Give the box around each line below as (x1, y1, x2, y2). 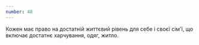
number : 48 (5, 8, 33, 15)
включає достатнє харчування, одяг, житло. (5, 31, 119, 39)
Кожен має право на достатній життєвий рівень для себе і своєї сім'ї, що (5, 25, 194, 32)
